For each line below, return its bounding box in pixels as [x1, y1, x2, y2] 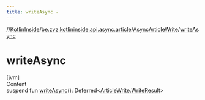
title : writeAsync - [6, 9, 59, 15]
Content [6, 80, 27, 87]
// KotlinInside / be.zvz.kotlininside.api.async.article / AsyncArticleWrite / [6, 26, 181, 33]
